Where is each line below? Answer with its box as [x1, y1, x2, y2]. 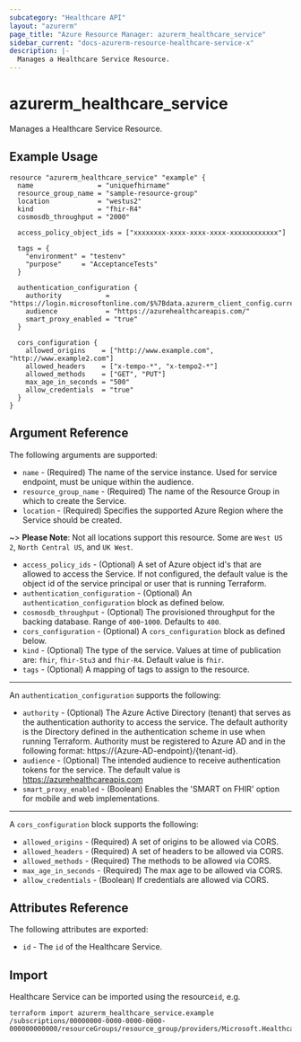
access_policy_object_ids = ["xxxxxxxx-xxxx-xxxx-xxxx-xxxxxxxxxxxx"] [17, 228, 287, 237]
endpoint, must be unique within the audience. [21, 476, 194, 487]
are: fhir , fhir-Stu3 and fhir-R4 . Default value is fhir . [21, 654, 224, 665]
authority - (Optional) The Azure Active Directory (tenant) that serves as [21, 707, 291, 718]
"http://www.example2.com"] [9, 354, 115, 363]
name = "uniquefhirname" [17, 181, 170, 190]
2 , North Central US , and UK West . [9, 541, 133, 552]
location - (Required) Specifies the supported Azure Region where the [21, 505, 284, 516]
